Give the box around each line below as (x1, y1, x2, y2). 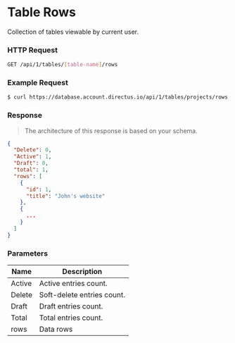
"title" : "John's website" (25, 192, 106, 199)
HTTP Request (7, 45, 58, 55)
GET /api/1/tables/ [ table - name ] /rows (7, 61, 118, 68)
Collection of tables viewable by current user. (7, 27, 139, 36)
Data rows (39, 325, 73, 334)
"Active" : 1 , (13, 153, 52, 161)
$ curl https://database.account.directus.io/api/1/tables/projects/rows (7, 94, 229, 101)
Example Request (7, 78, 68, 88)
